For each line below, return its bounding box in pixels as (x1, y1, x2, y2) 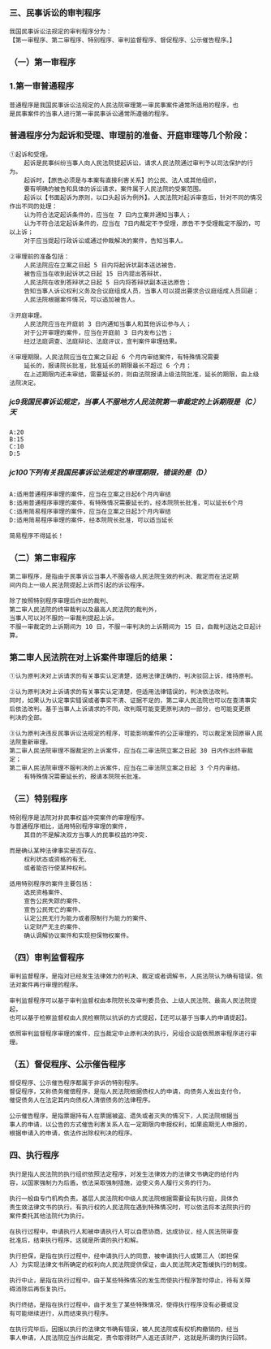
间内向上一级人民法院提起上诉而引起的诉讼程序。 (9, 581, 148, 590)
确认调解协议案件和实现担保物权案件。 (24, 931, 133, 939)
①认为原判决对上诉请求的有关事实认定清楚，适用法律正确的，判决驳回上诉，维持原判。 (9, 672, 257, 680)
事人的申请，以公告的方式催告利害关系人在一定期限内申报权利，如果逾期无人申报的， (9, 1121, 251, 1129)
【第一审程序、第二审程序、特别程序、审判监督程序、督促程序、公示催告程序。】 (9, 37, 236, 45)
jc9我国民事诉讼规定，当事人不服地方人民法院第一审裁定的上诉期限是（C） (9, 397, 260, 407)
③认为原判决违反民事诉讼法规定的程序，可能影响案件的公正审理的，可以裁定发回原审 (9, 730, 251, 738)
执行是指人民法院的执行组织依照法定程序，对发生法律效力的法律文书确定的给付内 (9, 1170, 239, 1178)
